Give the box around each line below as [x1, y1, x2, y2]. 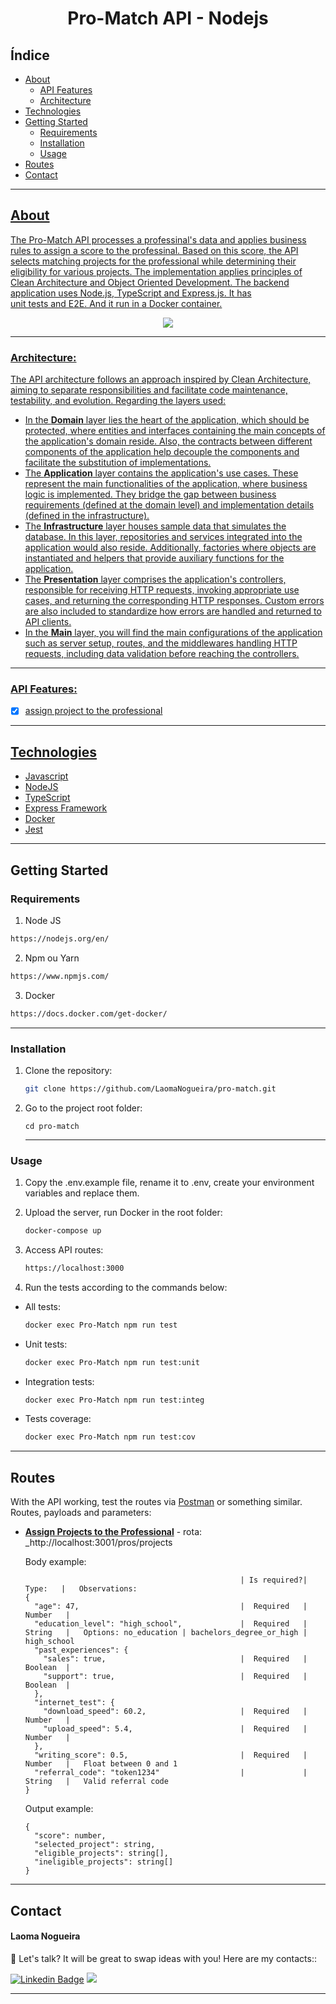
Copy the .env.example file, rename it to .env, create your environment [24, 1177, 315, 1189]
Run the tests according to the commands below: [24, 1281, 228, 1293]
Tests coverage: [24, 1413, 92, 1425]
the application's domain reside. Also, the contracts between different [24, 435, 313, 447]
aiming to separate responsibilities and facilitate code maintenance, [10, 384, 288, 396]
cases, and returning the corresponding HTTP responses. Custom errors [24, 595, 325, 607]
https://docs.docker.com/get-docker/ [10, 1008, 168, 1019]
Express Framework [24, 802, 108, 814]
